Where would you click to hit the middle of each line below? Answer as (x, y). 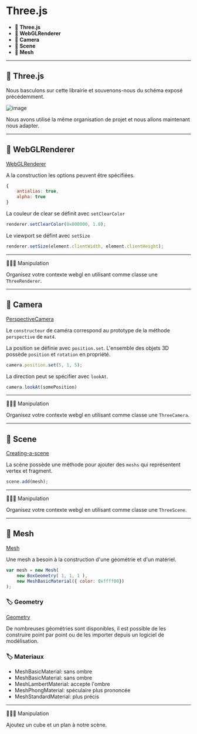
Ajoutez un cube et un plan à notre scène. (57, 725)
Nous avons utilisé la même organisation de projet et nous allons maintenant (98, 119)
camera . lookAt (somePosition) (42, 387)
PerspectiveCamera (30, 319)
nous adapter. (23, 125)
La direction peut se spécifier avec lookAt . (57, 376)
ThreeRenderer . (24, 281)
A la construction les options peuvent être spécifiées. (70, 175)
